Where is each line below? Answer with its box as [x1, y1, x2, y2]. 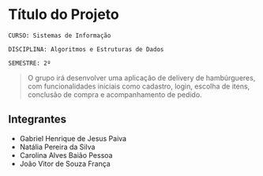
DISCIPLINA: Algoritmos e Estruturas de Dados [8, 45, 164, 53]
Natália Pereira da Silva [19, 142, 96, 152]
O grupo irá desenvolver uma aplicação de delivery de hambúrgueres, [27, 73, 256, 82]
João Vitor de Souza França [19, 159, 111, 168]
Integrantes [8, 113, 67, 126]
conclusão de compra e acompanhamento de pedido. [27, 89, 203, 99]
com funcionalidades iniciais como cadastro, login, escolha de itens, [27, 81, 250, 91]
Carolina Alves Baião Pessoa [19, 150, 113, 159]
